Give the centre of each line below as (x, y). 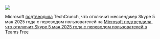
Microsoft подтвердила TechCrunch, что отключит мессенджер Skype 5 (80, 17)
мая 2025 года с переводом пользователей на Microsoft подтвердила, (79, 22)
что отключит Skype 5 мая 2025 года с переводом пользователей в (76, 27)
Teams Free (17, 32)
